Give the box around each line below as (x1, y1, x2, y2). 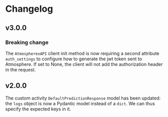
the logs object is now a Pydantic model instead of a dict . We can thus (5, 100, 155, 106)
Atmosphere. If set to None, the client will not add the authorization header (5, 61, 163, 67)
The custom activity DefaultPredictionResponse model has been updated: (5, 95, 161, 101)
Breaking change (5, 39, 49, 46)
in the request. (5, 66, 36, 73)
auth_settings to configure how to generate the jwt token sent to (5, 56, 142, 62)
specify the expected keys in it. (5, 106, 71, 112)
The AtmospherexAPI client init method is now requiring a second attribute (5, 50, 160, 56)
